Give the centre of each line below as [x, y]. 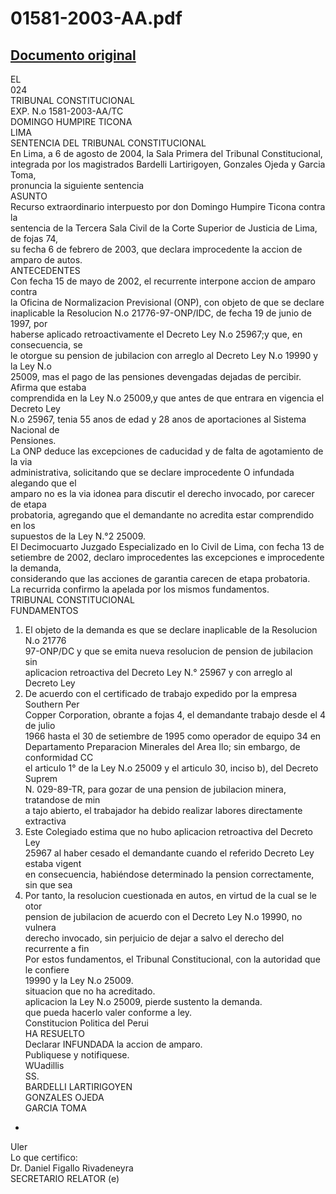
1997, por [29, 323]
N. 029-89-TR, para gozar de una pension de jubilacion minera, [155, 789]
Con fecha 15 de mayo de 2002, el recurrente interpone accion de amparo [163, 281]
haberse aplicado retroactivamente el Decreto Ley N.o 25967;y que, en [156, 334]
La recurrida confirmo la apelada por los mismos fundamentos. [140, 589]
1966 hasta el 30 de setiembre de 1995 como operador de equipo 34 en [173, 736]
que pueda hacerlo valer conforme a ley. [108, 1012]
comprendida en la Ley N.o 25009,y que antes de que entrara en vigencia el [167, 398]
